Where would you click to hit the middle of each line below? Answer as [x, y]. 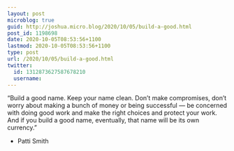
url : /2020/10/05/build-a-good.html [60, 59]
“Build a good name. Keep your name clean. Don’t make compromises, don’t [117, 98]
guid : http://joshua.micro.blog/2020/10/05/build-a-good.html [100, 26]
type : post [23, 53]
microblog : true [31, 20]
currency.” [22, 128]
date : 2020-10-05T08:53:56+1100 [54, 40]
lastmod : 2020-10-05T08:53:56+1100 [59, 46]
